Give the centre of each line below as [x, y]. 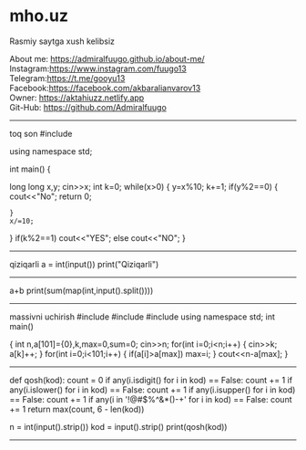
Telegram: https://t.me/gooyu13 [67, 78]
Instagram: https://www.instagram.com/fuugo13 [98, 68]
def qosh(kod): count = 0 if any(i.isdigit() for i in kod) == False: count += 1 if [151, 380]
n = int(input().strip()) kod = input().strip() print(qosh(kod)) [118, 426]
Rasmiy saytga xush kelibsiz [62, 41]
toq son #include [41, 133]
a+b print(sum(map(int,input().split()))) [82, 290]
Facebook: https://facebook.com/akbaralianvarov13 [105, 88]
